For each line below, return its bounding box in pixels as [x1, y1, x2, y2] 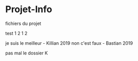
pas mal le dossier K [5, 50, 48, 56]
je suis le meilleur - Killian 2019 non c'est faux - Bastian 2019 [5, 40, 133, 46]
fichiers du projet [5, 20, 41, 26]
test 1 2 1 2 [5, 30, 28, 36]
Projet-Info [5, 4, 53, 15]
